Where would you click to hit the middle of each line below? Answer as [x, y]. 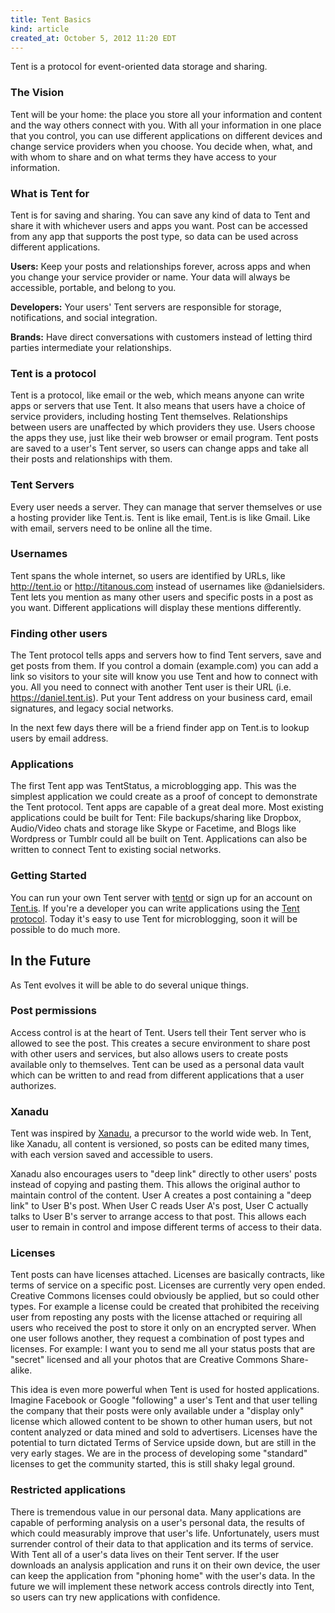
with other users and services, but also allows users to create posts [149, 1053]
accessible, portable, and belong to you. [93, 287]
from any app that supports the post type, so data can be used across [154, 236]
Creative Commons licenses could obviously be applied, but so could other [165, 1296]
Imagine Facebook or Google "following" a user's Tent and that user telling [164, 1400]
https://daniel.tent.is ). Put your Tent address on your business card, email [161, 698]
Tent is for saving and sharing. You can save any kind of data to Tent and [160, 215]
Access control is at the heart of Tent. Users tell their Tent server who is [158, 1032]
